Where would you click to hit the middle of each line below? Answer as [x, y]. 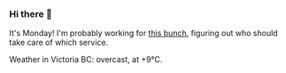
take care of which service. [59, 42]
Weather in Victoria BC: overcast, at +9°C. [86, 60]
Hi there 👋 [31, 14]
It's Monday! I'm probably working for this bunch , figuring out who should [143, 33]
